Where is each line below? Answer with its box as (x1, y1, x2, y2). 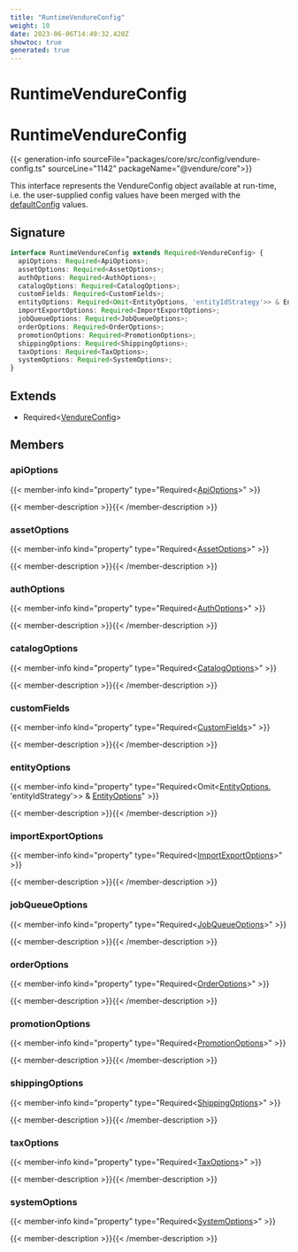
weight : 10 (10, 21, 50, 30)
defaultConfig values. (10, 199, 88, 210)
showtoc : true (10, 37, 63, 47)
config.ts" (10, 163, 47, 174)
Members (10, 438, 65, 453)
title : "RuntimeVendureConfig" (10, 12, 126, 22)
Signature (10, 225, 65, 240)
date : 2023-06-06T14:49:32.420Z (10, 29, 129, 38)
